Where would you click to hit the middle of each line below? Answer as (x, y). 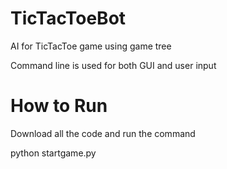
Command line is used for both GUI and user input (113, 65)
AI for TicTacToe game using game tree (91, 46)
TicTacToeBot (68, 18)
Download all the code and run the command (103, 133)
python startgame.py (53, 153)
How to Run (59, 106)
